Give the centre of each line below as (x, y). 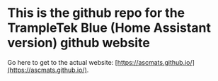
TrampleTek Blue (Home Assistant (109, 28)
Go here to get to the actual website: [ (63, 62)
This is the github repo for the (96, 13)
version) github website (79, 43)
